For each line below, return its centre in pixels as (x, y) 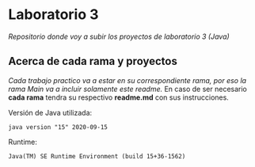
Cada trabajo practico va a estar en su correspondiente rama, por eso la (127, 80)
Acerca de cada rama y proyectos (93, 61)
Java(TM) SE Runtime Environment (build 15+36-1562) (97, 156)
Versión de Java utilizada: (50, 112)
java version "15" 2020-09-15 (58, 127)
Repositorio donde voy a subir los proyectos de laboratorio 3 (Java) (119, 36)
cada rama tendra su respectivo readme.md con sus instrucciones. (119, 97)
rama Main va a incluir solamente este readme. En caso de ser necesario (128, 89)
